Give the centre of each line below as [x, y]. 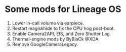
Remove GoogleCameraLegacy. [45, 44]
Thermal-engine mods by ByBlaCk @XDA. [56, 39]
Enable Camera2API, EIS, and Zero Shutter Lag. [61, 33]
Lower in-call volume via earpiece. [48, 23]
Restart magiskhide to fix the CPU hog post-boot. [63, 28]
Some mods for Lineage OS [63, 9]
